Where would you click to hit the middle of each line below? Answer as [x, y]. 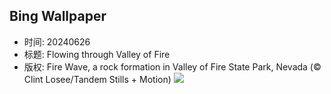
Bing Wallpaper [58, 16]
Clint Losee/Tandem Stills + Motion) [97, 79]
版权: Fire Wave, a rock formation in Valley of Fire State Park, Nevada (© [172, 66]
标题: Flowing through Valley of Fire [97, 54]
